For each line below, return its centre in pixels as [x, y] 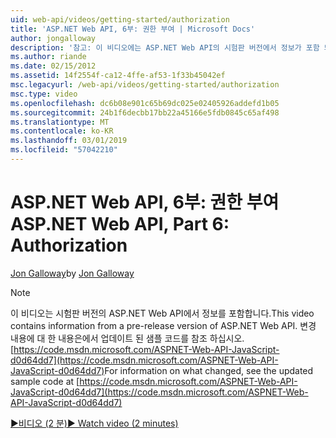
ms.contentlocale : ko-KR [62, 131]
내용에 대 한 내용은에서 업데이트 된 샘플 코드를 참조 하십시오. [127, 338]
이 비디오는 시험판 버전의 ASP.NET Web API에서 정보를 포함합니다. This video [162, 313]
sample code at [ [45, 381]
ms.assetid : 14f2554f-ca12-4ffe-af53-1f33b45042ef [118, 76]
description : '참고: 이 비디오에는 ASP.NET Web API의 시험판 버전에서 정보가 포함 [165, 47]
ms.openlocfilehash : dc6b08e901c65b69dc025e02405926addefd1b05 [145, 103]
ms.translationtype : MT [60, 122]
